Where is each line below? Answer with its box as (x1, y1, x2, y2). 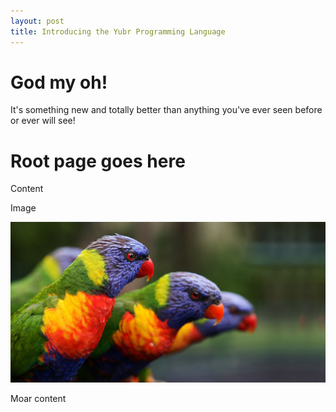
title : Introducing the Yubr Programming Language (10, 26, 226, 37)
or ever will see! (10, 115, 76, 127)
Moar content (10, 392, 67, 404)
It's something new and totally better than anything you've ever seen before (10, 104, 323, 116)
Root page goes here (10, 150, 186, 172)
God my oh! (10, 71, 108, 94)
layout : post (10, 16, 65, 26)
